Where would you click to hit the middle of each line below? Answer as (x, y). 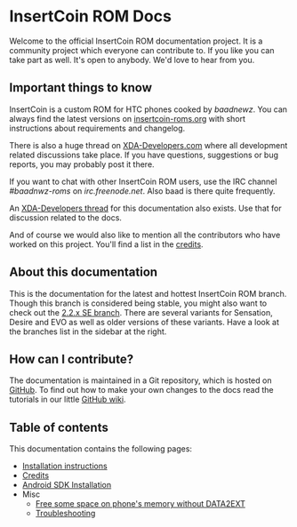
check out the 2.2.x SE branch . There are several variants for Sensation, (141, 312)
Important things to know (81, 88)
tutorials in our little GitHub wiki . (68, 399)
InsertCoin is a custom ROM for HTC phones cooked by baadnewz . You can (148, 109)
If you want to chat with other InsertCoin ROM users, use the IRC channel (143, 181)
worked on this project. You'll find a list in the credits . (106, 244)
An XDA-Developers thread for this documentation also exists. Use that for (145, 208)
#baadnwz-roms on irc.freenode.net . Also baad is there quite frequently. (142, 191)
